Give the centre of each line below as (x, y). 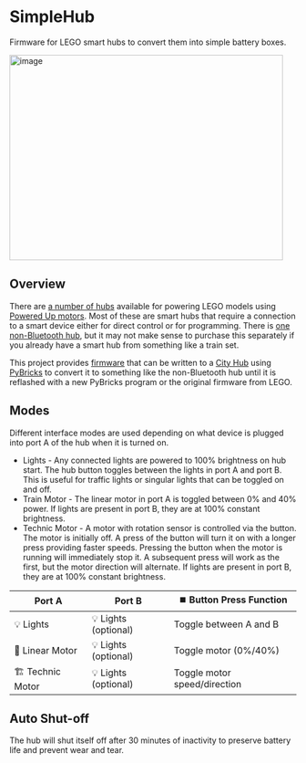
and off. (37, 489)
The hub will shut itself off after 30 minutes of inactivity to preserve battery (150, 740)
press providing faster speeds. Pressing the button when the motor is (153, 547)
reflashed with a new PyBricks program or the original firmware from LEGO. (151, 381)
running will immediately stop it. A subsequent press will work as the (151, 557)
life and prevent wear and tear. (67, 750)
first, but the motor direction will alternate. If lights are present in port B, (157, 567)
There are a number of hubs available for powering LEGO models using (143, 306)
